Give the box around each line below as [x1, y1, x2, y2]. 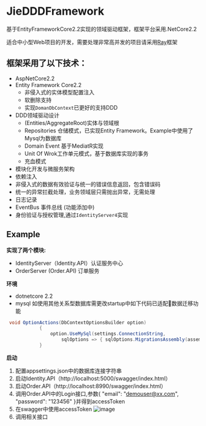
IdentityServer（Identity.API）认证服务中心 [15, 259, 124, 267]
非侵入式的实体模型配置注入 [24, 88, 95, 96]
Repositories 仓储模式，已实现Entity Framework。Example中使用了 [24, 127, 193, 134]
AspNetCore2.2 [15, 75, 55, 82]
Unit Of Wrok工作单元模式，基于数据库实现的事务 [24, 150, 149, 157]
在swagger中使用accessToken [15, 405, 93, 413]
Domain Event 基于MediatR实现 [24, 142, 104, 150]
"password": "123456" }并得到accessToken [15, 397, 126, 405]
